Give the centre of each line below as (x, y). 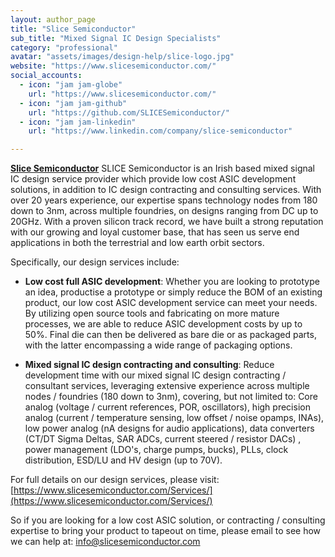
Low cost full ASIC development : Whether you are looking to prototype (172, 282)
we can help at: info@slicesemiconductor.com (105, 542)
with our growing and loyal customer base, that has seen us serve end (155, 232)
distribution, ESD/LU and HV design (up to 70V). (123, 460)
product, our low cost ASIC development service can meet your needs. (171, 303)
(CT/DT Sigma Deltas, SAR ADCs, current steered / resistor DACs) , (163, 439)
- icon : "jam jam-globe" (71, 85)
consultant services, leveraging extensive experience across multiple (167, 386)
